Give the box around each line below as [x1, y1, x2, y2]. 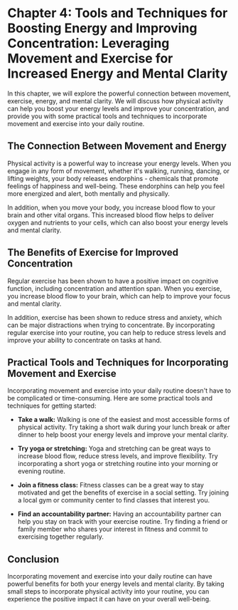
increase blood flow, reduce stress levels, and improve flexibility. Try [17, 452, 218, 460]
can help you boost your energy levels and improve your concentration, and [7, 104, 229, 113]
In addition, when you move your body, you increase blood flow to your [7, 203, 215, 212]
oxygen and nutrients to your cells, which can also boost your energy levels [7, 218, 229, 227]
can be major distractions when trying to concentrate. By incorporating [7, 321, 215, 329]
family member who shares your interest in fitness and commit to [17, 525, 208, 534]
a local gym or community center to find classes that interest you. [17, 496, 210, 505]
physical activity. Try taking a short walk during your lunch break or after [17, 423, 231, 432]
